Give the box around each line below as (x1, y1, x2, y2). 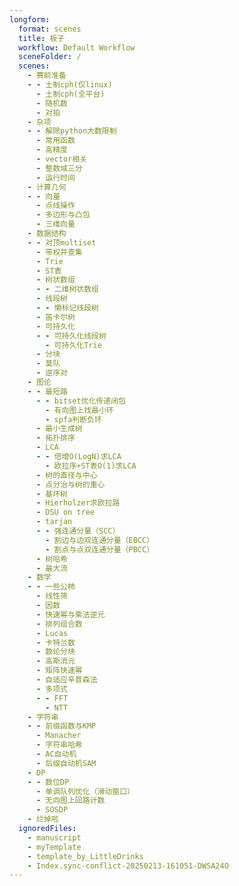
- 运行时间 (35, 172, 76, 183)
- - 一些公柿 (27, 582, 76, 592)
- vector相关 (35, 154, 88, 164)
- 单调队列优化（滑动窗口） (35, 786, 135, 796)
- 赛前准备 (27, 71, 67, 81)
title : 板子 (18, 33, 66, 43)
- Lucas (35, 628, 69, 638)
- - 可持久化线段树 (35, 331, 107, 341)
